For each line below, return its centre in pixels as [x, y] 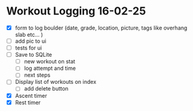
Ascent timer [31, 95]
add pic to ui [31, 41]
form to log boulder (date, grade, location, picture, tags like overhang [101, 28]
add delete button [46, 89]
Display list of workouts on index [56, 82]
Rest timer [28, 102]
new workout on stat [50, 62]
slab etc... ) [29, 35]
